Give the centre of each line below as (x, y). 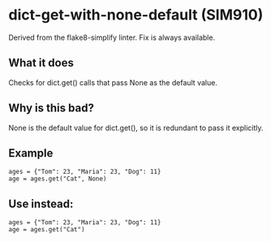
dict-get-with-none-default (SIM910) (136, 15)
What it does (41, 63)
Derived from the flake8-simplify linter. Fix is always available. (112, 37)
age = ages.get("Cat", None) (58, 179)
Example (31, 153)
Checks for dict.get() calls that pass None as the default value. (113, 82)
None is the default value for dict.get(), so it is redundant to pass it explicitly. (136, 127)
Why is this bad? (52, 108)
